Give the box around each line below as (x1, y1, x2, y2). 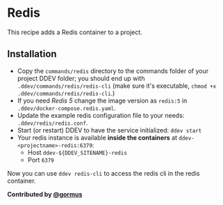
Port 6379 (27, 155, 54, 164)
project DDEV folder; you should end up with (17, 74, 145, 82)
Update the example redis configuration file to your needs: (17, 111, 185, 119)
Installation (7, 48, 57, 60)
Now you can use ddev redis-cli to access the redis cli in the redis (7, 169, 200, 177)
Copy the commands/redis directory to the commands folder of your (17, 66, 209, 75)
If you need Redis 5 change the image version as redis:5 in (17, 96, 188, 105)
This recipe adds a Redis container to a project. (7, 28, 142, 36)
